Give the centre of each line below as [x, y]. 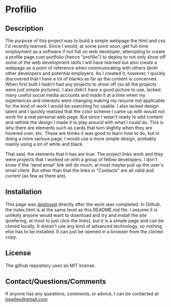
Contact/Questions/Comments [56, 282]
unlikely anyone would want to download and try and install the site [76, 215]
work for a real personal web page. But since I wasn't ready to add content [84, 117]
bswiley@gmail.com [26, 299]
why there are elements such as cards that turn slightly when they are [79, 128]
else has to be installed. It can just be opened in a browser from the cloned [84, 231]
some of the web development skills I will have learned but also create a [81, 62]
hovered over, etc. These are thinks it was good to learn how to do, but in [82, 133]
